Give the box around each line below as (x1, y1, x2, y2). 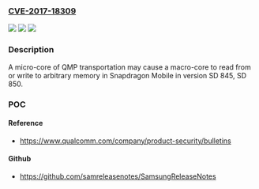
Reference (8, 119, 43, 128)
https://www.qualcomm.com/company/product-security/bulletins (19, 136, 231, 146)
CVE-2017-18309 (8, 6, 77, 17)
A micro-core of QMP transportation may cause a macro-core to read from (8, 62, 251, 72)
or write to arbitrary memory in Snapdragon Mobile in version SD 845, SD (8, 70, 247, 80)
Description (8, 44, 54, 55)
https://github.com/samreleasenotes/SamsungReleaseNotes (19, 172, 216, 181)
